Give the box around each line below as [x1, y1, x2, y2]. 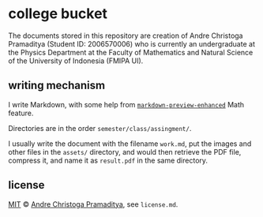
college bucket [8, 5, 108, 23]
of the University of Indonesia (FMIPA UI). [8, 56, 144, 65]
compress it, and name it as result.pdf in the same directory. [8, 155, 208, 165]
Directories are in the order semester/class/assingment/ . [8, 123, 192, 133]
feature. [8, 108, 34, 118]
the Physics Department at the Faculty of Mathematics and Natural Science [8, 47, 254, 57]
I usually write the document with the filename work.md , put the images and [8, 139, 252, 148]
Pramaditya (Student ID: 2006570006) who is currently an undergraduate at [8, 39, 255, 48]
